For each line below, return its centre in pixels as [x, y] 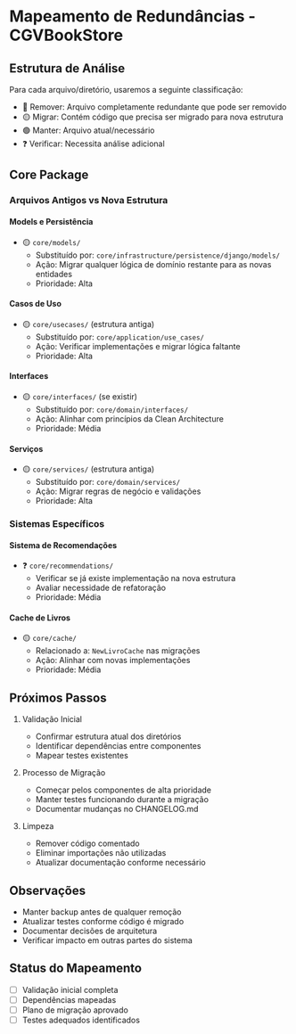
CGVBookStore [66, 35]
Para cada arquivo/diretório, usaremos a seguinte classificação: [126, 90]
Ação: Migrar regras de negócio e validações [118, 491]
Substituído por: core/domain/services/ [108, 482]
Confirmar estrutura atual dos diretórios [108, 736]
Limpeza [38, 826]
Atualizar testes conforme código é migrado [103, 922]
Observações [48, 890]
